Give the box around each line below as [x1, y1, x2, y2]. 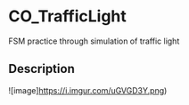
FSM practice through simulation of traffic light [8, 36, 180, 46]
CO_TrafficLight [8, 6, 127, 27]
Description [8, 61, 75, 77]
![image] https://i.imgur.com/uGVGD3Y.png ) [8, 85, 168, 95]
